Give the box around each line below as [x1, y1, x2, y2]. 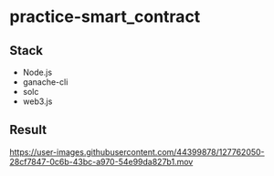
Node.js [22, 67, 53, 78]
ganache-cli [22, 77, 68, 88]
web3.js [22, 96, 53, 107]
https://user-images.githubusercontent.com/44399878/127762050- [9, 146, 265, 157]
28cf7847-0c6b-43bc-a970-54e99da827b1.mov [9, 156, 194, 167]
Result [9, 122, 47, 138]
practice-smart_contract [9, 6, 201, 27]
